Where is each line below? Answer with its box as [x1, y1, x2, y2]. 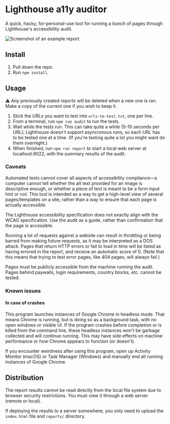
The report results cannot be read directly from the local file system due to [5, 387, 161, 393]
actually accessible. [5, 202, 47, 208]
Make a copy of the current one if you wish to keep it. [5, 103, 117, 109]
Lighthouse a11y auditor [5, 4, 108, 15]
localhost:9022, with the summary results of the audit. [12, 150, 126, 157]
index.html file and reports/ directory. [5, 413, 86, 419]
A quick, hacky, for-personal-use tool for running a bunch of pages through [5, 20, 163, 26]
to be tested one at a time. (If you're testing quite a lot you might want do [12, 134, 165, 140]
